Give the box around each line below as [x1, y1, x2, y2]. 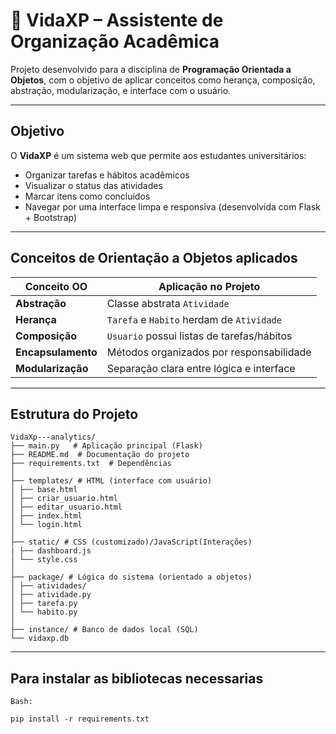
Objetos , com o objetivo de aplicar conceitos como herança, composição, [10, 74, 316, 86]
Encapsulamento [15, 345, 98, 359]
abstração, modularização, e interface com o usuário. [10, 84, 232, 96]
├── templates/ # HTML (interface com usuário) [10, 476, 213, 486]
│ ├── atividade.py [10, 590, 92, 600]
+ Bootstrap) [24, 211, 78, 223]
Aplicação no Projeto [158, 279, 261, 293]
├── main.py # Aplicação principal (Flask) [10, 441, 203, 451]
